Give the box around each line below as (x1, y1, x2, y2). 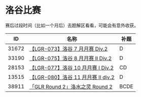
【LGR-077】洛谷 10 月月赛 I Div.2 (29, 64, 114, 71)
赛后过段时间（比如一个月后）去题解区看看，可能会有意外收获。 (5, 22, 138, 28)
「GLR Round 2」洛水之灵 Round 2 (29, 83, 113, 90)
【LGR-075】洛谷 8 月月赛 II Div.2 (29, 55, 112, 62)
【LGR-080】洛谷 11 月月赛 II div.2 (29, 74, 115, 81)
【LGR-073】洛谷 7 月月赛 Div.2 (29, 45, 108, 52)
